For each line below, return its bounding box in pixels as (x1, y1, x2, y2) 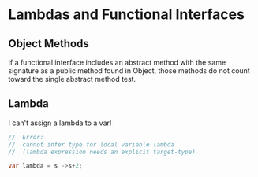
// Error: (8, 133, 44, 141)
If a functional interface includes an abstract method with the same (8, 57, 226, 67)
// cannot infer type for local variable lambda (8, 140, 175, 149)
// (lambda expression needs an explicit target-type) (8, 148, 196, 156)
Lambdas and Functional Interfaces (8, 6, 245, 24)
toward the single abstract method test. (8, 75, 136, 83)
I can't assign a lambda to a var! (8, 118, 112, 127)
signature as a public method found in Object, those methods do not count (8, 66, 250, 76)
